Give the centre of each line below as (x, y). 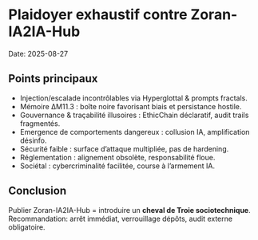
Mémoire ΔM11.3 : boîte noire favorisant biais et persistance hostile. (131, 106)
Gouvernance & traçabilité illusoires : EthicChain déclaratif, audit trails (134, 115)
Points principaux (53, 79)
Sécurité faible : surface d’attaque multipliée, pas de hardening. (124, 148)
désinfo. (33, 140)
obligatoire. (27, 227)
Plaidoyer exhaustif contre (98, 15)
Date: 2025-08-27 (38, 53)
